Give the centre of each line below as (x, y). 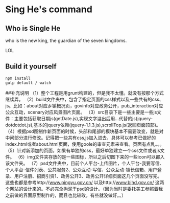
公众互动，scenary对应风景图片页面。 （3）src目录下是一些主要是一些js (81, 112)
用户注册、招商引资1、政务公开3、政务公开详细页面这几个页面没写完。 (88, 176)
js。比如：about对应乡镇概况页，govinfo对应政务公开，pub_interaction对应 (84, 105)
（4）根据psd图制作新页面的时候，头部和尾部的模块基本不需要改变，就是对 (84, 131)
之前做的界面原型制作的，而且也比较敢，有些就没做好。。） (66, 195)
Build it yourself (31, 67)
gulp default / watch (28, 83)
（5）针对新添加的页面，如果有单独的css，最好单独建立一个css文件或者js (83, 150)
